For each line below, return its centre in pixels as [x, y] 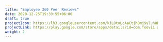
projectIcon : [18, 23]
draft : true [17, 18]
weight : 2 [15, 32]
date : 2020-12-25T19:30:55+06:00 [39, 14]
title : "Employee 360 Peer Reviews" [42, 9]
